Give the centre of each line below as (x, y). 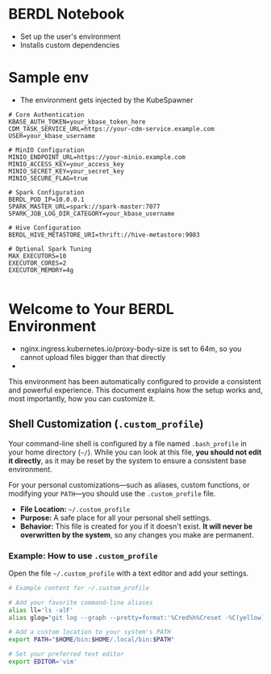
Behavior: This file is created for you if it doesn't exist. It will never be (136, 526)
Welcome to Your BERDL (92, 310)
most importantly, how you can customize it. (82, 398)
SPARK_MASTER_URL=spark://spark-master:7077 (84, 207)
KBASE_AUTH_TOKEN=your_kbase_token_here (77, 122)
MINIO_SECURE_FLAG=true (48, 178)
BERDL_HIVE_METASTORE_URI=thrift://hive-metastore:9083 (104, 235)
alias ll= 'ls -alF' (41, 610)
